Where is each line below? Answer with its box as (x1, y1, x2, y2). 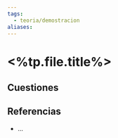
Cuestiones (7, 82, 59, 94)
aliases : (7, 23, 33, 30)
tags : (7, 10, 23, 18)
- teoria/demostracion (13, 17, 80, 24)
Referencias (7, 106, 62, 118)
